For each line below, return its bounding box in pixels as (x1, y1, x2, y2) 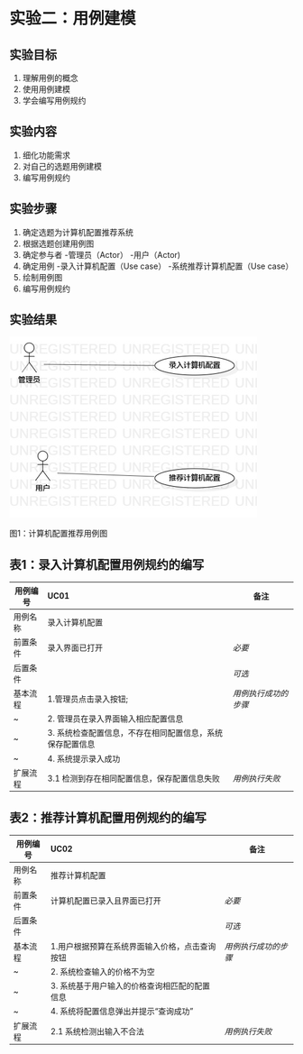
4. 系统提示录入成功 (47, 753, 121, 764)
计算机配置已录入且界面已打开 (50, 895, 162, 906)
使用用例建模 (22, 84, 70, 95)
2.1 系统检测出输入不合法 (50, 1025, 144, 1037)
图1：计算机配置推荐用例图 (9, 528, 108, 539)
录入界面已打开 (47, 642, 104, 654)
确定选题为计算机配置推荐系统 (22, 226, 133, 237)
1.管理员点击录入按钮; (47, 693, 129, 704)
